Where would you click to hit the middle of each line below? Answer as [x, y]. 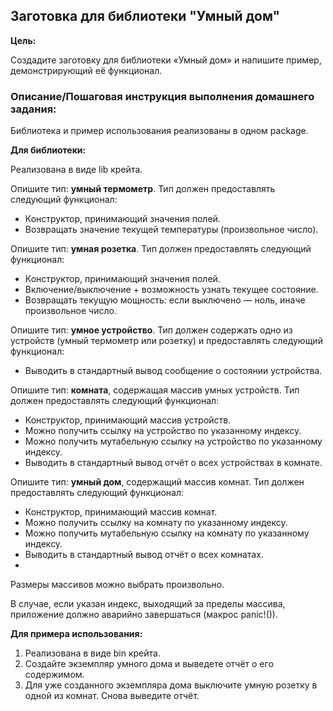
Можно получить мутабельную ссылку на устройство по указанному [173, 441]
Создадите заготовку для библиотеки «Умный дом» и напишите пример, [166, 60]
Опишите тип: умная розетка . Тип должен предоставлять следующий [161, 249]
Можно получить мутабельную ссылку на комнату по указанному [167, 533]
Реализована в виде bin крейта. [92, 653]
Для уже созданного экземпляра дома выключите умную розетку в [171, 685]
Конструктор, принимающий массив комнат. [121, 512]
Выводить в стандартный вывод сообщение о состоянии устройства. [173, 371]
